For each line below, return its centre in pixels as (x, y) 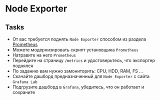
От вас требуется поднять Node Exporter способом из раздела (79, 39)
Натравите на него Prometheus (44, 55)
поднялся (23, 66)
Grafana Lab (25, 82)
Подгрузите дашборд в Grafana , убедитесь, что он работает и (78, 87)
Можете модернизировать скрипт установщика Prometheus (75, 50)
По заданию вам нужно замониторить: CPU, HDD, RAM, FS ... (78, 71)
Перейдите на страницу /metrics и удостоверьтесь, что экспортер (84, 60)
